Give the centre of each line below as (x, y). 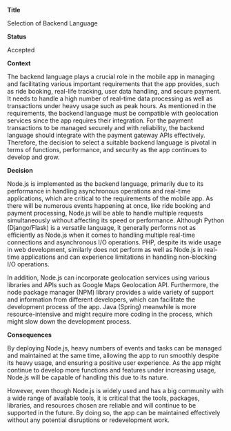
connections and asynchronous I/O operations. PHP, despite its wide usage (114, 242)
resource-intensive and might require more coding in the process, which (110, 314)
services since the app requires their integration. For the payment (100, 120)
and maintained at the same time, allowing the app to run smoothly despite (113, 355)
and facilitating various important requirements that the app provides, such (113, 84)
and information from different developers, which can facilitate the (101, 299)
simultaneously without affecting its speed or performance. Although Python (116, 220)
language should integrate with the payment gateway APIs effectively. (106, 135)
